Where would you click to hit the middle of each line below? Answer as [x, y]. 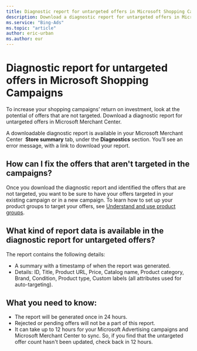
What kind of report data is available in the [85, 231]
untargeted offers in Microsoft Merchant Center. [64, 122]
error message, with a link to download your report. [68, 145]
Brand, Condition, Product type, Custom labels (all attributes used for [98, 278]
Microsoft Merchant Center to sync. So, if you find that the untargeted [99, 336]
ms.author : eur [25, 39]
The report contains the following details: [56, 254]
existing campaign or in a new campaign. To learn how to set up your [89, 200]
